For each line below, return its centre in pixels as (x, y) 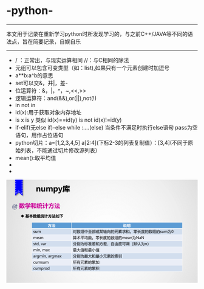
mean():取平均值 (36, 158)
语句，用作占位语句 (39, 135)
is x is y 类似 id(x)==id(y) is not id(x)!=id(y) (68, 120)
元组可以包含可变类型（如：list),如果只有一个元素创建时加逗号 (92, 68)
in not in (25, 105)
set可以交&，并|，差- (42, 83)
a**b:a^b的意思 (34, 75)
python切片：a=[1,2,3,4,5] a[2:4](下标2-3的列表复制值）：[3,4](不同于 (101, 142)
